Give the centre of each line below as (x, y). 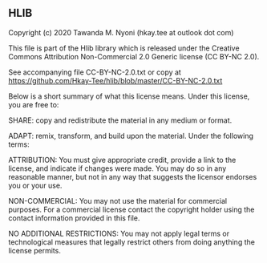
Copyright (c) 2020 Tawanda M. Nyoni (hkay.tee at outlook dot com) (121, 32)
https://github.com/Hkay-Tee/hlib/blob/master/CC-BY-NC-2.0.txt (115, 80)
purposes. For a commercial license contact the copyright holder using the (131, 209)
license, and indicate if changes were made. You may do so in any (117, 168)
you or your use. (35, 185)
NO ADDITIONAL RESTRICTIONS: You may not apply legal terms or (119, 233)
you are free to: (34, 104)
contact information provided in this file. (74, 218)
